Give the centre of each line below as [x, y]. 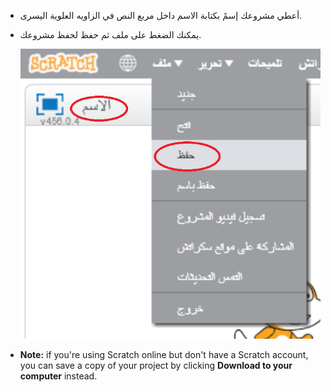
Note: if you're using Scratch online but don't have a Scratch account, [164, 354]
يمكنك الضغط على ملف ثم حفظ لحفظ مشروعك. [110, 34]
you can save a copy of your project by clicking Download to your [156, 365]
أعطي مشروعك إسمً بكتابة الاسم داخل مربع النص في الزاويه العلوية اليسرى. [161, 15]
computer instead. [58, 376]
